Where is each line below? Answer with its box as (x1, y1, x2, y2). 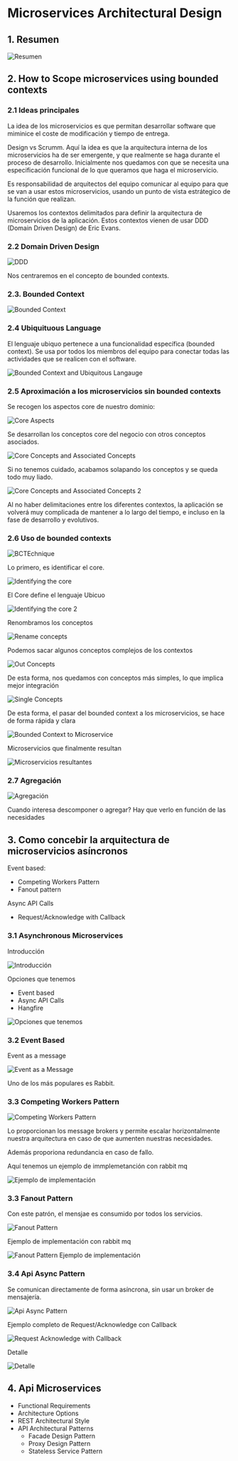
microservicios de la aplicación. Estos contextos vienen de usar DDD (7, 216, 209, 224)
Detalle (7, 1348, 28, 1356)
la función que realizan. (7, 195, 76, 203)
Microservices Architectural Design (7, 5, 222, 21)
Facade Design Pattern (28, 1431, 96, 1440)
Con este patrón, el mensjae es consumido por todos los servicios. (7, 1209, 202, 1218)
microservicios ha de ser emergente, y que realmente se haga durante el (7, 150, 220, 159)
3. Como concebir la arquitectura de (7, 834, 170, 846)
